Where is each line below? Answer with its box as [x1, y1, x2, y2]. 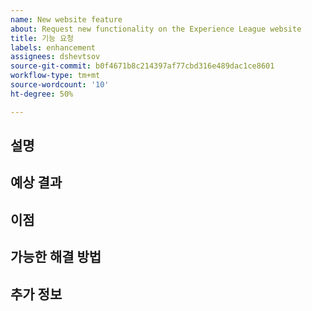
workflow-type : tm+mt [10, 71, 101, 81]
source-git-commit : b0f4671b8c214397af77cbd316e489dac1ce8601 [10, 61, 275, 71]
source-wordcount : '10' [10, 80, 110, 90]
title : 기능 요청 [10, 33, 75, 43]
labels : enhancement [10, 42, 97, 53]
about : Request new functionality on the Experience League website [10, 24, 302, 34]
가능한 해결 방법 [10, 249, 102, 266]
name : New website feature [10, 14, 123, 25]
